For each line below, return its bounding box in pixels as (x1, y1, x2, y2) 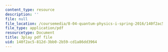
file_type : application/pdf (5, 26, 64, 31)
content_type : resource (5, 7, 55, 12)
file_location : (5, 21, 37, 26)
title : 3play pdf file (5, 35, 52, 40)
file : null (5, 16, 28, 21)
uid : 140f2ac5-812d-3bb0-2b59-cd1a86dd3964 (5, 40, 97, 45)
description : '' (5, 12, 39, 17)
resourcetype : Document (5, 30, 55, 35)
